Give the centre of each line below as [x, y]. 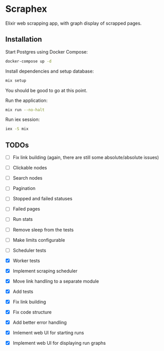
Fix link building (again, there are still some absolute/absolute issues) [86, 157]
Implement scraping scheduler [45, 271]
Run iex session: [23, 119]
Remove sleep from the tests [43, 230]
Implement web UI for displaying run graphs [59, 343]
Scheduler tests [29, 250]
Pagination [24, 188]
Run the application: [26, 100]
